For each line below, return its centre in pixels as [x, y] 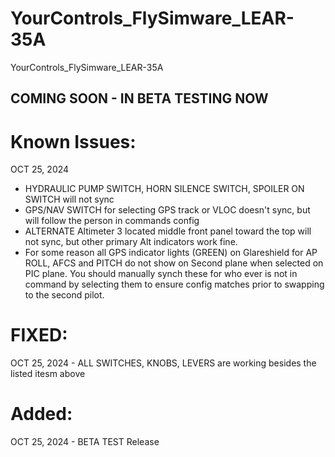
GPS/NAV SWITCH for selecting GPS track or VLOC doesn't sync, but [167, 210]
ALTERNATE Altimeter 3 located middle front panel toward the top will [168, 231]
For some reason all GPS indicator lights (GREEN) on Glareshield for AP [171, 253]
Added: [41, 414]
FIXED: [39, 335]
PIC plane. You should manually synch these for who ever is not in [161, 274]
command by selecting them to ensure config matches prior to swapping [174, 284]
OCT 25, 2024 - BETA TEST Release [85, 442]
